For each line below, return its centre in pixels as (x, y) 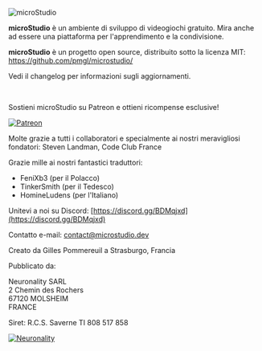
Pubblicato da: (32, 266)
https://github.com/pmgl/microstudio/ (71, 61)
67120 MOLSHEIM (39, 298)
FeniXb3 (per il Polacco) (60, 178)
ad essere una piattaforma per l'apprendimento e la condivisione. (116, 37)
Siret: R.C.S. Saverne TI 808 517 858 (68, 322)
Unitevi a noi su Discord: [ (51, 210)
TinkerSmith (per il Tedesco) (67, 186)
